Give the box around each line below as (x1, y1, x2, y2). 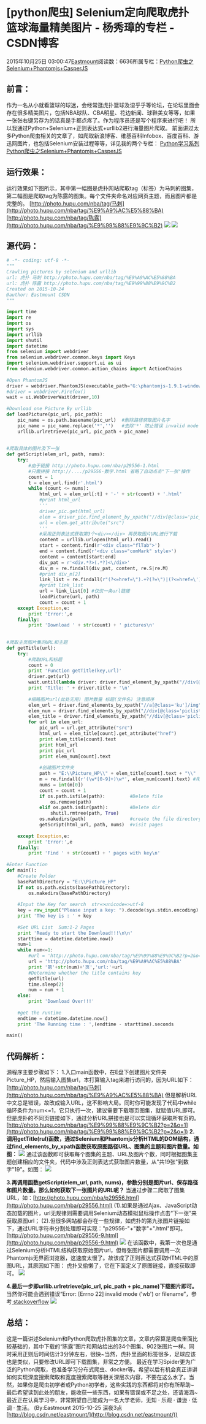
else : (17, 992, 32, 999)
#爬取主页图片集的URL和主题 (6, 639, 68, 645)
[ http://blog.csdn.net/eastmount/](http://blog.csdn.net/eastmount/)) (6, 1411, 178, 1418)
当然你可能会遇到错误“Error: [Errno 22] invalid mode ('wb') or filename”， (6, 1290, 192, 1298)
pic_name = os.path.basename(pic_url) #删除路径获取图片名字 (17, 417, 170, 423)
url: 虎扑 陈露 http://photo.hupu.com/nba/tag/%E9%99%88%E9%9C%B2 (6, 280, 176, 286)
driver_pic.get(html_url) (39, 508, 105, 514)
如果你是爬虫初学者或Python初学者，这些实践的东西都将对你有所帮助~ (17, 1380, 194, 1388)
